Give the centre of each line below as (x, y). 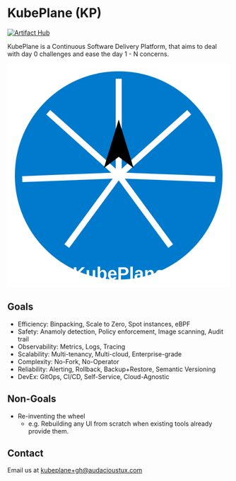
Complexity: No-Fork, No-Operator (68, 361)
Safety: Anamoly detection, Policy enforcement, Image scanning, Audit (120, 332)
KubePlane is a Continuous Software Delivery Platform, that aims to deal (112, 46)
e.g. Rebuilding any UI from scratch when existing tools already (120, 424)
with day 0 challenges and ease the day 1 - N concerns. (88, 54)
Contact (25, 453)
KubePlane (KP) (55, 13)
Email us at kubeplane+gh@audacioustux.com (75, 470)
